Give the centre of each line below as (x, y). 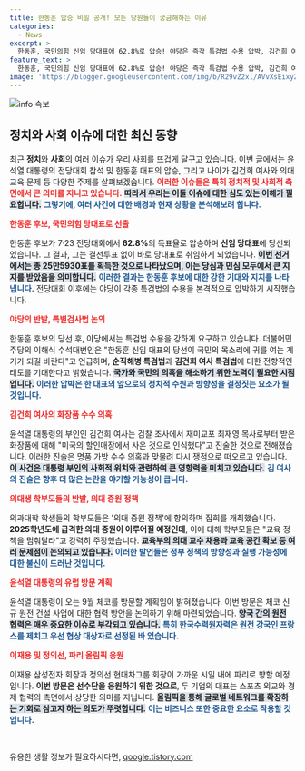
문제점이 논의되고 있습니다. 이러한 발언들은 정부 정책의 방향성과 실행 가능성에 (153, 551)
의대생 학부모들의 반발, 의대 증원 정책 (74, 498)
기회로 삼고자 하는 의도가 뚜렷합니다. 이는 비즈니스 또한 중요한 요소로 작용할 (150, 708)
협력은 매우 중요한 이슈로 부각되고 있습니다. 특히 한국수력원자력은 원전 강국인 (144, 624)
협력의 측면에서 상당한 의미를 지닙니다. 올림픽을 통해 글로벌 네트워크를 (142, 697)
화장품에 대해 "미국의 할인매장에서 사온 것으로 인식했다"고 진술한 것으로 (135, 445)
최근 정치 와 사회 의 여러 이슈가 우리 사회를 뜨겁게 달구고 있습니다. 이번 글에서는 (148, 159)
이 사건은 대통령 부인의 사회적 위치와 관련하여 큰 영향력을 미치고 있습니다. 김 (142, 468)
